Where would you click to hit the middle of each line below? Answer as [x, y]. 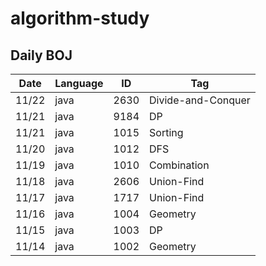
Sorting [166, 132]
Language [79, 83]
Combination [179, 165]
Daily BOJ [41, 55]
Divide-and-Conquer [200, 100]
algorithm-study [80, 18]
